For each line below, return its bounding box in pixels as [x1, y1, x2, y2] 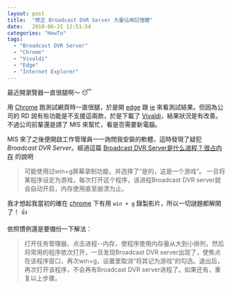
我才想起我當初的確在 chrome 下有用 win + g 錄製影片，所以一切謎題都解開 [7, 199, 222, 207]
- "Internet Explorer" [13, 68, 79, 75]
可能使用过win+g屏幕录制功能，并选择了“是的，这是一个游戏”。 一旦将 [24, 167, 226, 175]
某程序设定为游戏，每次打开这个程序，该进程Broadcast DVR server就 [24, 175, 222, 184]
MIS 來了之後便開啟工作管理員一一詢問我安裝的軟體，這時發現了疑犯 [7, 134, 202, 143]
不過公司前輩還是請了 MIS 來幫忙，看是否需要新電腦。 [7, 120, 161, 128]
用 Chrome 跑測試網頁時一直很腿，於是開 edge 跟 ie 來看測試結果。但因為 [7, 103, 218, 111]
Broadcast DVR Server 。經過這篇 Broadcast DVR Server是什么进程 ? [7, 143, 202, 152]
